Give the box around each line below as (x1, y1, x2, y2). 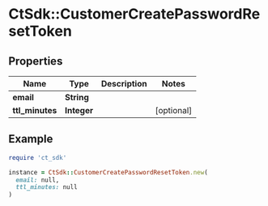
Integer (64, 105, 94, 116)
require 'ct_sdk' (8, 153, 67, 162)
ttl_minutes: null (15, 183, 79, 191)
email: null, (15, 175, 60, 184)
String (64, 92, 89, 103)
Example (8, 132, 53, 146)
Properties (8, 54, 63, 68)
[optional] (155, 105, 193, 116)
